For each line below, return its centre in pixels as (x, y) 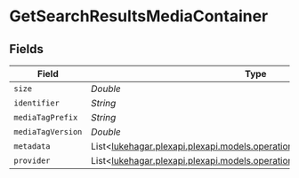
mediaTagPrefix (46, 117)
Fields (27, 49)
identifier (36, 103)
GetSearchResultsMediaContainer (139, 16)
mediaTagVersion (48, 132)
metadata (32, 147)
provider (32, 161)
